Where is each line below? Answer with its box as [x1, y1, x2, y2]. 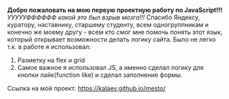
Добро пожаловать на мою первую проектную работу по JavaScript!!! [7, 6, 223, 14]
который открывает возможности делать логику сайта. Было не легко [7, 35, 217, 44]
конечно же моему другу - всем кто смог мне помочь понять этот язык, [7, 28, 223, 36]
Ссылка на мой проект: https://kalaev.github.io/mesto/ [7, 84, 166, 92]
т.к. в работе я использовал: [7, 43, 92, 51]
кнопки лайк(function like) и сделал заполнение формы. [17, 71, 183, 79]
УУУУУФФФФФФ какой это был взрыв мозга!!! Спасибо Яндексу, [7, 13, 201, 21]
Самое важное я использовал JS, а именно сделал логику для [17, 64, 204, 71]
